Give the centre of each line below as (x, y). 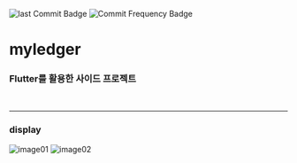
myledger (45, 50)
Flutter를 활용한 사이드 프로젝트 (73, 79)
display (25, 130)
